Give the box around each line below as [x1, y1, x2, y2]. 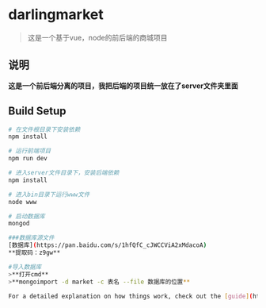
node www [8, 198, 37, 206]
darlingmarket [8, 6, 104, 24]
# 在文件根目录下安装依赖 [8, 125, 81, 133]
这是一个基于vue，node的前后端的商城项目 [27, 33, 168, 42]
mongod [8, 220, 30, 228]
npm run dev [8, 155, 47, 163]
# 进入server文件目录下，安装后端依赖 [8, 169, 120, 177]
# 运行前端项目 [8, 147, 51, 156]
